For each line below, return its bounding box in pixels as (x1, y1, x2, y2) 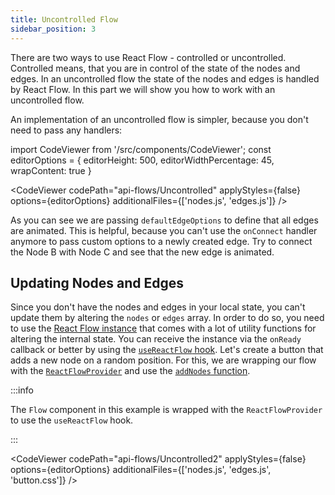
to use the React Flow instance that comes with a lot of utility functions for (10, 322, 317, 335)
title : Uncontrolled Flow (10, 14, 118, 25)
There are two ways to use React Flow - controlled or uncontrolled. (10, 51, 287, 63)
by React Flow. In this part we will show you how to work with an (10, 83, 276, 95)
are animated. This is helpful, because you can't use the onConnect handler (10, 224, 318, 236)
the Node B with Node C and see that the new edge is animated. (10, 246, 275, 258)
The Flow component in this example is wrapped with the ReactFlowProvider (10, 404, 323, 416)
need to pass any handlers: (10, 124, 123, 136)
